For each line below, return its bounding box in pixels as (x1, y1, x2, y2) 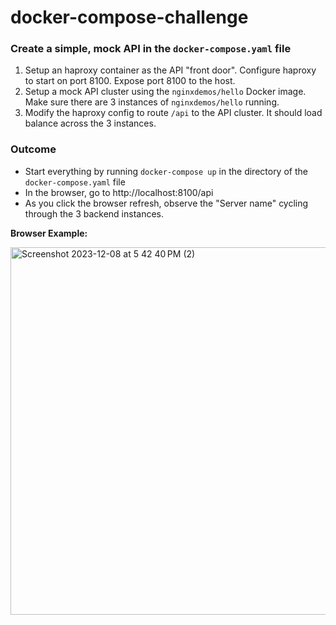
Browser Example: (10, 227, 88, 239)
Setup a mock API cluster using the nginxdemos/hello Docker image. (24, 86, 307, 98)
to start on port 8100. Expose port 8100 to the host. (24, 75, 236, 87)
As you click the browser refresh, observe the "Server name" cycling (24, 197, 309, 209)
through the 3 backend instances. (24, 207, 165, 220)
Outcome (10, 142, 57, 156)
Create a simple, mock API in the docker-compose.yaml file (10, 42, 292, 56)
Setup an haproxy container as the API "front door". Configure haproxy (24, 64, 317, 76)
